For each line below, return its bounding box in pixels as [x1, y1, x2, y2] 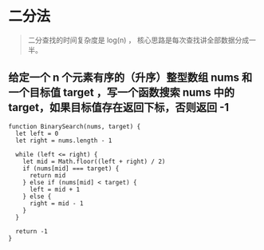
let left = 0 [15, 129, 59, 137]
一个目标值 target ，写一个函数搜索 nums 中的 [8, 85, 235, 100]
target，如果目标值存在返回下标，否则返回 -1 [8, 101, 230, 114]
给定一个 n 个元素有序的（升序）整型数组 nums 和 [8, 71, 253, 85]
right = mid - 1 [29, 199, 84, 208]
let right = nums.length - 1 [15, 137, 112, 145]
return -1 [15, 227, 48, 236]
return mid [29, 171, 66, 180]
